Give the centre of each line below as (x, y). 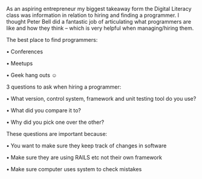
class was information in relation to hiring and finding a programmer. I (93, 15)
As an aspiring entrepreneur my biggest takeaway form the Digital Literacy (99, 9)
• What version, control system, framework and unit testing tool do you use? (101, 99)
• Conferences (25, 52)
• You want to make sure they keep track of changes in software (86, 146)
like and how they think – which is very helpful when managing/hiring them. (100, 28)
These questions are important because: (57, 134)
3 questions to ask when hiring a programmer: (64, 87)
